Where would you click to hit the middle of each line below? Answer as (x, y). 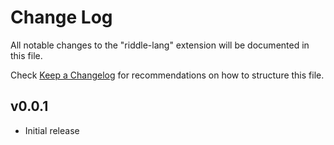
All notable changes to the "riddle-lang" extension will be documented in (160, 45)
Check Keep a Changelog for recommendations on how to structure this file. (167, 75)
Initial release (52, 130)
